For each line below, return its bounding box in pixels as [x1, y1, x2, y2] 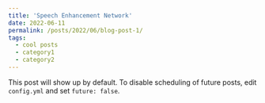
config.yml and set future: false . [8, 86, 120, 95]
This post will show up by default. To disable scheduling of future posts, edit [8, 77, 257, 87]
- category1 [15, 48, 55, 56]
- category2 [15, 56, 55, 64]
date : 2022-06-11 [8, 19, 66, 27]
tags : [8, 33, 26, 42]
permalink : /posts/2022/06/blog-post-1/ [8, 26, 144, 34]
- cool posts [15, 41, 59, 49]
